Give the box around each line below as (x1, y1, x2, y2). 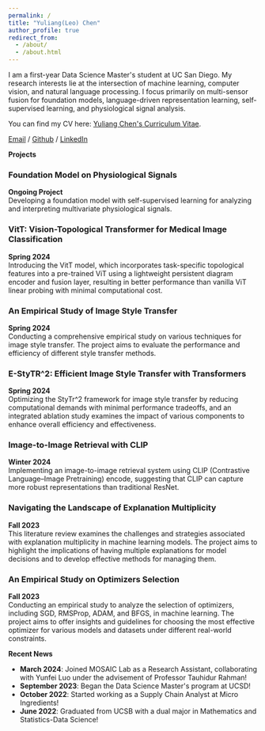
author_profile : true (8, 26, 80, 34)
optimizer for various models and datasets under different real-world (8, 626, 232, 635)
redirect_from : (8, 33, 59, 42)
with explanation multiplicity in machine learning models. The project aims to (8, 537, 258, 547)
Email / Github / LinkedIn (8, 134, 89, 143)
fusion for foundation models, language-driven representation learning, (8, 96, 240, 104)
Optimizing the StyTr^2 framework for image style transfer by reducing (8, 395, 239, 404)
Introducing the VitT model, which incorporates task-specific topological (8, 260, 244, 270)
